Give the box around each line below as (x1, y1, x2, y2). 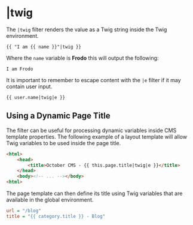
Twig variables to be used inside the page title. (6, 139, 121, 146)
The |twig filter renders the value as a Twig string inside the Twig (6, 26, 167, 33)
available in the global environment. (6, 196, 94, 203)
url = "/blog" (6, 208, 42, 214)
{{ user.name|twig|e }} (6, 94, 66, 100)
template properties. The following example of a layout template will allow (6, 133, 187, 140)
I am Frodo (6, 66, 33, 72)
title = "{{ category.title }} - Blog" (6, 213, 106, 219)
